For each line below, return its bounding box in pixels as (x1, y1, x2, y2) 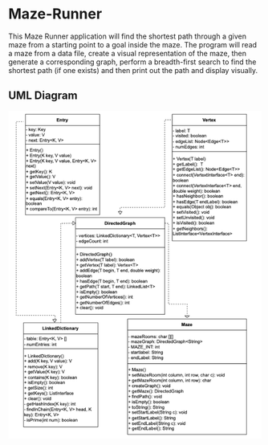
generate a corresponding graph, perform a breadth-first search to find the (8, 57, 257, 67)
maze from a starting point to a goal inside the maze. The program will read (8, 39, 258, 49)
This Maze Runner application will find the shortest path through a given (8, 31, 247, 41)
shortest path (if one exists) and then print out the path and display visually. (8, 65, 258, 75)
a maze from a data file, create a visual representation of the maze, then (8, 48, 247, 58)
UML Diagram (8, 89, 78, 103)
